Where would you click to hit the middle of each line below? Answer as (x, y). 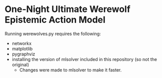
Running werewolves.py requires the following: (53, 33)
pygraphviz (23, 54)
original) (20, 64)
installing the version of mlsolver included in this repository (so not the (84, 59)
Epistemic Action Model (55, 20)
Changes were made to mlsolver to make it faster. (70, 70)
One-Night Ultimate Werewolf (67, 9)
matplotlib (22, 48)
